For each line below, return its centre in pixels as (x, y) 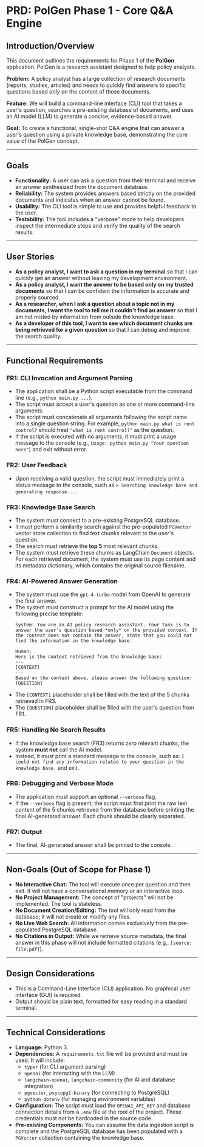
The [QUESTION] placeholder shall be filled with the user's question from (104, 708)
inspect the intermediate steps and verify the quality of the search (98, 225)
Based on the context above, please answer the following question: (104, 678)
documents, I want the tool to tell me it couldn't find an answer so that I (106, 310)
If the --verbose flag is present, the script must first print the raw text (101, 803)
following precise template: (49, 614)
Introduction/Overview (50, 46)
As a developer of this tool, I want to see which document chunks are (104, 323)
